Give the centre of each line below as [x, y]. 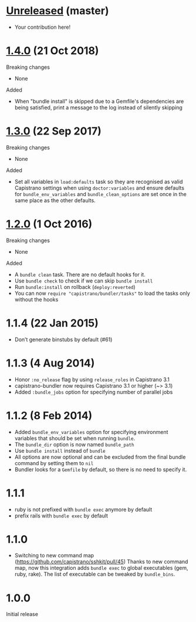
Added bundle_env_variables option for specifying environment [91, 432]
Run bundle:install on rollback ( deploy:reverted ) [75, 287]
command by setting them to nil [54, 463]
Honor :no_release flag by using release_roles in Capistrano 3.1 [92, 379]
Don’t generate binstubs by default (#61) [63, 339]
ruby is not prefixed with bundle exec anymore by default [83, 509]
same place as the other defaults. [55, 200]
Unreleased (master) [58, 11]
